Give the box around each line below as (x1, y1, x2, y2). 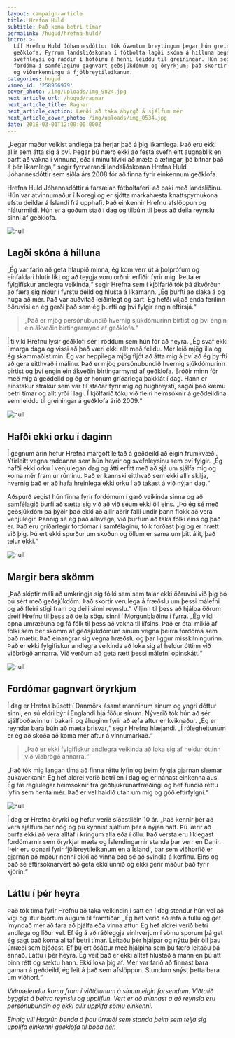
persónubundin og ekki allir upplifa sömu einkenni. (7, 1002, 153, 1010)
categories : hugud (7, 75, 61, 83)
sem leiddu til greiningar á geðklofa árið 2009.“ (7, 397, 143, 405)
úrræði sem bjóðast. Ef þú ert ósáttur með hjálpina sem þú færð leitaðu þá (7, 943, 220, 952)
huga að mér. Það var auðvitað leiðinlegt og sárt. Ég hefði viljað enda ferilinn (7, 295, 226, 304)
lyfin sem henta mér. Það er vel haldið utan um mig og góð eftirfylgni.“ (7, 788, 208, 797)
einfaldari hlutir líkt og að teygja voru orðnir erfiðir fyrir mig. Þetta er (7, 273, 201, 281)
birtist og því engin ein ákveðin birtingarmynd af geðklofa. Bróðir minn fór (7, 367, 218, 375)
